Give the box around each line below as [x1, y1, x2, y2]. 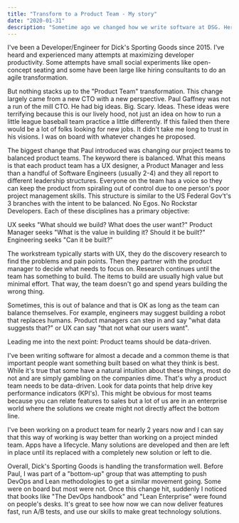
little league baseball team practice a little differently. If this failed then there [7, 117, 230, 126]
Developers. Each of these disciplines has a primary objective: [7, 207, 190, 216]
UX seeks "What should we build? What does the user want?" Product [7, 221, 213, 229]
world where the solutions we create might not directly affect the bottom [7, 404, 220, 413]
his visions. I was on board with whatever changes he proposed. [7, 132, 196, 141]
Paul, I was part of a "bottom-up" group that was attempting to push [7, 470, 208, 478]
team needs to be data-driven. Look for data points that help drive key [7, 381, 213, 390]
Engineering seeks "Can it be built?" [7, 236, 114, 244]
